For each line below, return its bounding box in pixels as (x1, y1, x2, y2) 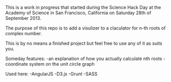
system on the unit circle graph (29, 61, 95, 67)
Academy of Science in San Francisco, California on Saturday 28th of (5, 10, 152, 16)
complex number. (5, 31, 42, 36)
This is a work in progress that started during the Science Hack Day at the (5, 5, 161, 10)
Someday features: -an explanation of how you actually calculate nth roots (5, 56, 162, 62)
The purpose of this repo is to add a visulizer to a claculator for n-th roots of (5, 25, 166, 31)
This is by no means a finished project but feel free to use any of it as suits (5, 40, 162, 46)
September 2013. (5, 15, 41, 21)
